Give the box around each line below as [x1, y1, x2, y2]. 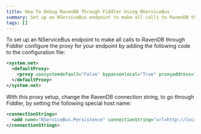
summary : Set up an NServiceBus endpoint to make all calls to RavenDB [6, 14, 188, 20]
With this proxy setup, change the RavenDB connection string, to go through [6, 93, 194, 100]
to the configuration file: [6, 49, 66, 56]
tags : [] [6, 20, 28, 26]
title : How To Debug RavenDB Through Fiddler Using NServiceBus [6, 8, 170, 15]
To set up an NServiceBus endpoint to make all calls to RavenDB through [6, 36, 185, 43]
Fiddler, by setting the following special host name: [6, 99, 132, 107]
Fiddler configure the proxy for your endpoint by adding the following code [6, 42, 191, 49]
